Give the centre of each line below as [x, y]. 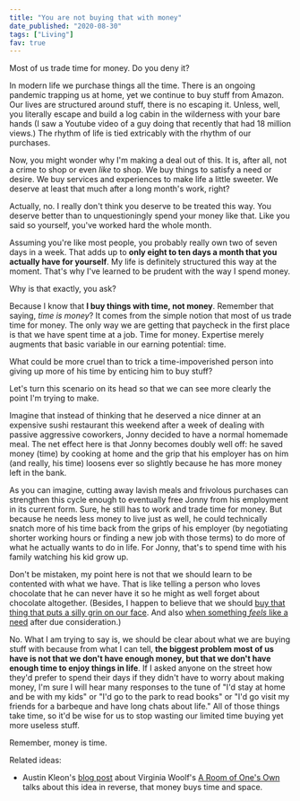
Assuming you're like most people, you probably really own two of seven [143, 242]
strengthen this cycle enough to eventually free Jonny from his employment [149, 500]
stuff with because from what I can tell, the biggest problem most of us [142, 649]
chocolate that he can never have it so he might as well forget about [134, 594]
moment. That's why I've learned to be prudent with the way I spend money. [150, 271]
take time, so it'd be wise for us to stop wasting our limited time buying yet [146, 716]
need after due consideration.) [65, 622]
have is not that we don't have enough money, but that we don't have [140, 659]
